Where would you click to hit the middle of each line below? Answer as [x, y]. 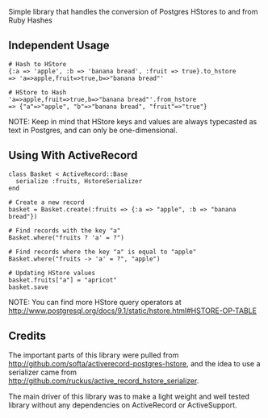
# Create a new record [46, 202]
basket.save [28, 287]
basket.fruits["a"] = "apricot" [63, 280]
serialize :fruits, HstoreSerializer [79, 181]
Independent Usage [59, 46]
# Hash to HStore [38, 64]
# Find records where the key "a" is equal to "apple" [103, 252]
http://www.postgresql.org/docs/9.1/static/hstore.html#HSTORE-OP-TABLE [132, 311]
